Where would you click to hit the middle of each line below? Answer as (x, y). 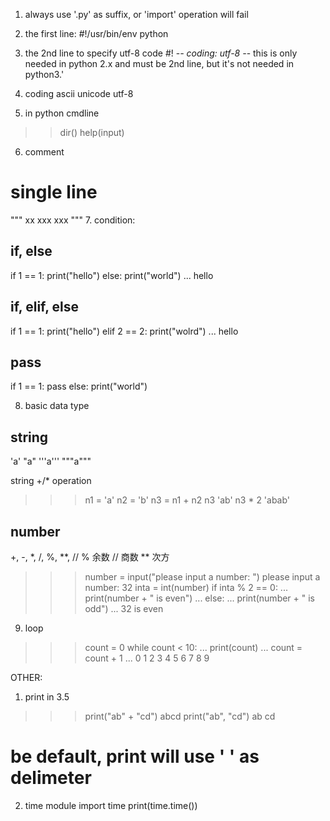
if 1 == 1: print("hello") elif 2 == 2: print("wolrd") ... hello (124, 331)
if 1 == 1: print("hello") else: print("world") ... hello (112, 275)
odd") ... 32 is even (124, 608)
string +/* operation (51, 481)
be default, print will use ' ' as (135, 756)
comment (44, 152)
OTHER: (26, 677)
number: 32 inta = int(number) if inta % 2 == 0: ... (186, 587)
